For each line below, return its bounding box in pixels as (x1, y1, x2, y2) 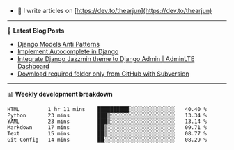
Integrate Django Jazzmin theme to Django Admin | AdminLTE (17, 55, 195, 62)
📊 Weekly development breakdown (7, 90, 113, 98)
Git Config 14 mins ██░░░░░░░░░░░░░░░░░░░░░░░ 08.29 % (7, 136, 208, 143)
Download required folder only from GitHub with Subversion (17, 69, 189, 78)
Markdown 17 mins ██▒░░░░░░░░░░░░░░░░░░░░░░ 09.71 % (7, 124, 208, 131)
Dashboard (17, 62, 50, 70)
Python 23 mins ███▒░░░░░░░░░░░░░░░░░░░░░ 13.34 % (7, 112, 208, 119)
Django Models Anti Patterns (17, 40, 100, 48)
